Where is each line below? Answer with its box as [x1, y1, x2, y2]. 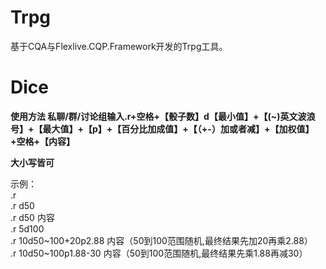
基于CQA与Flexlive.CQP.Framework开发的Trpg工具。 [10, 40, 228, 52]
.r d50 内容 [10, 211, 55, 223]
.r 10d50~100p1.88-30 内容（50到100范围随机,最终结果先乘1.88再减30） [10, 247, 308, 259]
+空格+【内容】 [10, 135, 76, 147]
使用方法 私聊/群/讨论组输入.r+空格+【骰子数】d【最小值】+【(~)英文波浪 [10, 110, 316, 122]
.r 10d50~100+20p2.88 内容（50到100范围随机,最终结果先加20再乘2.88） [10, 234, 313, 246]
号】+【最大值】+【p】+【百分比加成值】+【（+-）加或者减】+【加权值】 [10, 122, 315, 135]
